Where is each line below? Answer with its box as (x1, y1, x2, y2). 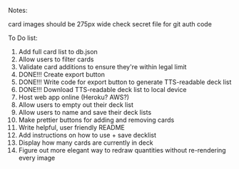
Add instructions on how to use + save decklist (18, 131, 156, 139)
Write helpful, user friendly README (18, 123, 126, 131)
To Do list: (8, 34, 38, 42)
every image (18, 153, 56, 162)
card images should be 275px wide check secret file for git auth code (8, 20, 213, 28)
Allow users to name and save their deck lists (18, 108, 152, 116)
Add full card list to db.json (18, 48, 98, 56)
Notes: (8, 6, 28, 14)
